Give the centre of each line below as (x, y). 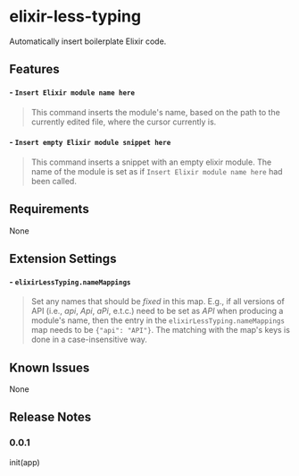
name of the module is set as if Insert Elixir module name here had (157, 171)
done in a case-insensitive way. (89, 340)
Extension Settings (63, 258)
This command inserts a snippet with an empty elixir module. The (151, 162)
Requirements (49, 209)
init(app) (25, 462)
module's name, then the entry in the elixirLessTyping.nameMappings (158, 320)
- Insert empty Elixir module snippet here (90, 142)
